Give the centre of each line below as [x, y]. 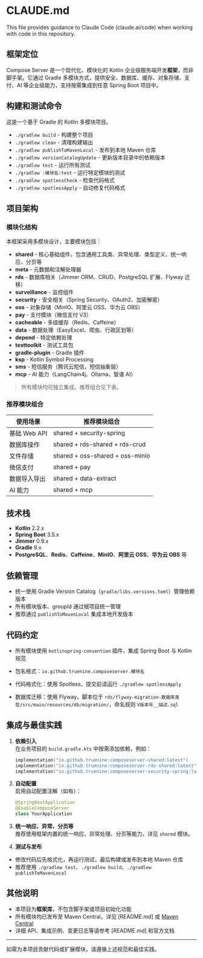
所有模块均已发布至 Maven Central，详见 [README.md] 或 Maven [97, 916]
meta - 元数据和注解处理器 [48, 269]
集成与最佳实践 [34, 725]
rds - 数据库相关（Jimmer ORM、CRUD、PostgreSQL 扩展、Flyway [99, 277]
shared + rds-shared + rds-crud [100, 444]
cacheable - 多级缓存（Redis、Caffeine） [67, 323]
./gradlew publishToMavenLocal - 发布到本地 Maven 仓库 [85, 149]
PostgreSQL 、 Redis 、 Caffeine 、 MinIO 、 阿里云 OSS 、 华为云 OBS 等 [101, 555]
